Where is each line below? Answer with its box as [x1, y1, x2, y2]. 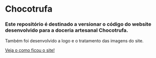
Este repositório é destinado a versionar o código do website [5, 21, 152, 28]
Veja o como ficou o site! [5, 47, 55, 53]
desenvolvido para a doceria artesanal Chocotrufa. [5, 27, 128, 34]
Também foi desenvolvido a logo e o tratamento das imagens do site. [5, 38, 144, 44]
